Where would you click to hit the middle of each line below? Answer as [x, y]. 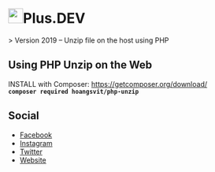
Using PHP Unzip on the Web [80, 65]
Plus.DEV [54, 19]
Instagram [36, 143]
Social [24, 116]
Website [33, 160]
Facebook [36, 135]
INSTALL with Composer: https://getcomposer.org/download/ [108, 84]
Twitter [31, 151]
